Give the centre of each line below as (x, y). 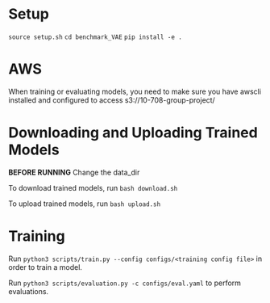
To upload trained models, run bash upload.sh (85, 204)
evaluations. (29, 291)
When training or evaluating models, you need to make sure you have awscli (135, 91)
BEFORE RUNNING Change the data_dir (74, 172)
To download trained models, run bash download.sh (93, 187)
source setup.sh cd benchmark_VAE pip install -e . (96, 37)
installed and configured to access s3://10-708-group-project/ (112, 100)
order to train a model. (46, 267)
